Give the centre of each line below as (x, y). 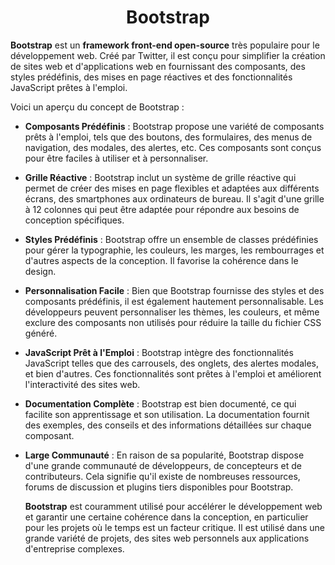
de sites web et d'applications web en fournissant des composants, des (158, 66)
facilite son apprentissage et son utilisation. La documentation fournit (167, 414)
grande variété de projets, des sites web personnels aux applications (167, 538)
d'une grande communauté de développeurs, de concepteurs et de (163, 465)
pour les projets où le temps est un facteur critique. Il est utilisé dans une (174, 527)
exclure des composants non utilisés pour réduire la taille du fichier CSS (173, 322)
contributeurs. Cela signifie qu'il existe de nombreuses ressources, (162, 476)
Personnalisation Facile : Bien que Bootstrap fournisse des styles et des (174, 290)
